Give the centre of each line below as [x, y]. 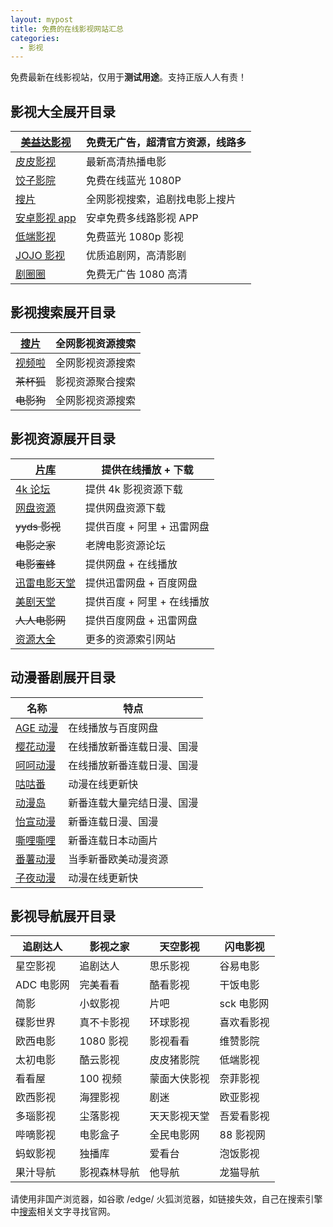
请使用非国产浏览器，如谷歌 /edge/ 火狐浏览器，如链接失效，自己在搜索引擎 [166, 1199]
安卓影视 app [46, 218]
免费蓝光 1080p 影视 [134, 237]
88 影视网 [242, 1135]
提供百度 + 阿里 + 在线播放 [147, 601]
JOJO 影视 [40, 256]
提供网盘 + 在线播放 [131, 564]
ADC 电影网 [42, 985]
